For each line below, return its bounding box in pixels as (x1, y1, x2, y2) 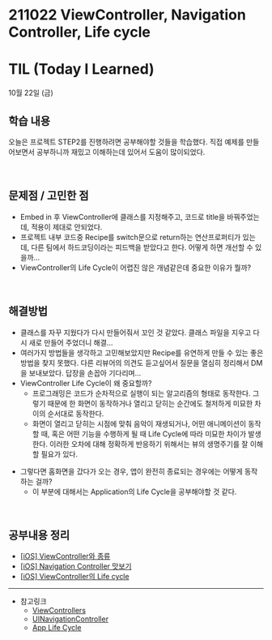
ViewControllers (32, 606, 87, 616)
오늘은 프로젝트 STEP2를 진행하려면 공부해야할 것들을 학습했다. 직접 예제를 (8, 136, 244, 147)
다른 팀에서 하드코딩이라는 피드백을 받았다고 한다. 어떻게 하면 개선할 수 (31, 242, 253, 252)
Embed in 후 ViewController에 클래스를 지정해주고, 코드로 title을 (19, 212, 225, 221)
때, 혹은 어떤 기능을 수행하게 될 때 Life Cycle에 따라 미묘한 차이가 (40, 428, 247, 439)
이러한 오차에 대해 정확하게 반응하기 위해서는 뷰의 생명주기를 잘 (49, 439, 249, 449)
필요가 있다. (40, 449, 79, 459)
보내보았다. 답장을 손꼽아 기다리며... (28, 367, 142, 378)
